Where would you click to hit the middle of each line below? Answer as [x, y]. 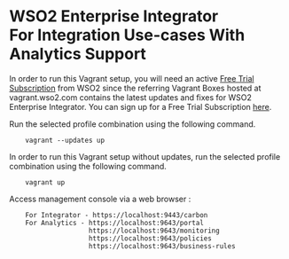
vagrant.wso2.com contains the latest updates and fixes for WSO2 [131, 97]
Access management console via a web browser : [100, 199]
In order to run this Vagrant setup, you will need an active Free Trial [132, 78]
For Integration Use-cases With [127, 35]
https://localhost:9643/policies [150, 238]
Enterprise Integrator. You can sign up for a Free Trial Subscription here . [141, 106]
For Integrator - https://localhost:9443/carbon [117, 215]
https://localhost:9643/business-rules [162, 246]
